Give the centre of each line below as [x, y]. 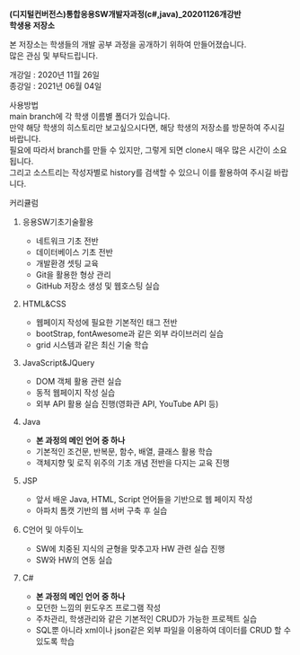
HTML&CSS [44, 304]
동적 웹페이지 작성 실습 [75, 393]
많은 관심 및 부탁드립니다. [54, 56]
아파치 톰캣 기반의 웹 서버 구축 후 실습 [101, 510]
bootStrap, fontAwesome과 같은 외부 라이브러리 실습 [130, 333]
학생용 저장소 [32, 25]
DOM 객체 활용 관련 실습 [79, 381]
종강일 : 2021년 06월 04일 [56, 86]
